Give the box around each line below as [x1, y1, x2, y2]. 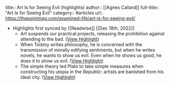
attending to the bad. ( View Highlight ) [20, 36, 100, 42]
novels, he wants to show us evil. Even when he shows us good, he [20, 52, 162, 58]
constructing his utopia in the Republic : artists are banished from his [20, 69, 164, 75]
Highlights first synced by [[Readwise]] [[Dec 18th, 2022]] [12, 25, 135, 31]
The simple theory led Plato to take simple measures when [20, 63, 144, 69]
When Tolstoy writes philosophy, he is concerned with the [20, 41, 142, 48]
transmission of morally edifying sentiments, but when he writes [20, 47, 156, 53]
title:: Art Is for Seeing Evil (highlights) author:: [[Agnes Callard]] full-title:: [5, 5, 160, 10]
